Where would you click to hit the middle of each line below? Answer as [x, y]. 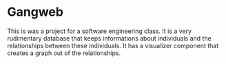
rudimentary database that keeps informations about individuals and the [109, 38]
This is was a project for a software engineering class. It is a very [99, 31]
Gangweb [35, 12]
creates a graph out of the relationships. [64, 53]
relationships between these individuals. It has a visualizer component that [113, 45]
